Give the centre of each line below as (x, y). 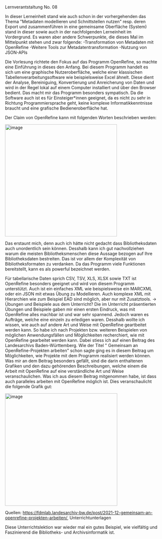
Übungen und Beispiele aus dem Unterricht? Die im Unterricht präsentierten (81, 304)
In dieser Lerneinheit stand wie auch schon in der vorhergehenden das (75, 16)
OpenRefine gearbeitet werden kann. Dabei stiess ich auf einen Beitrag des (80, 340)
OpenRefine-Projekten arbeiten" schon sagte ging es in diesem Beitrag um (79, 350)
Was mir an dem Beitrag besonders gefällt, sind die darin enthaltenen (74, 361)
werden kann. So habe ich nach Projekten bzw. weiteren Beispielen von (76, 330)
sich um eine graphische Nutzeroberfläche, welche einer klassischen (74, 72)
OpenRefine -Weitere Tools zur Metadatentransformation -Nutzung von (76, 47)
